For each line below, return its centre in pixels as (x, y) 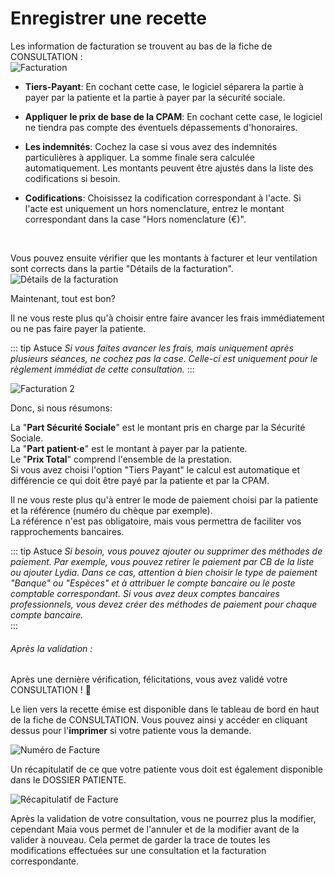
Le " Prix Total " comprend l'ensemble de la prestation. (121, 459)
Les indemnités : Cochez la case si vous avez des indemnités (151, 146)
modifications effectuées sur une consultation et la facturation (138, 851)
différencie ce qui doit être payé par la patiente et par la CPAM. (140, 480)
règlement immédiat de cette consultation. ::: (102, 369)
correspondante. (45, 861)
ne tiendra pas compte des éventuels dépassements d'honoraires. (161, 127)
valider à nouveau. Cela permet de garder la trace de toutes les (140, 840)
